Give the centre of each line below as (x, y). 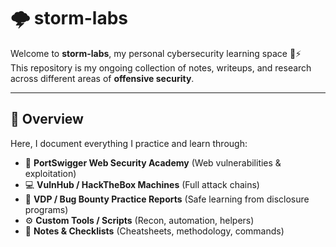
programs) (46, 209)
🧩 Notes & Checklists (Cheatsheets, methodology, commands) (154, 231)
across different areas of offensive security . (102, 78)
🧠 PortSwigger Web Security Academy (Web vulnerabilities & (153, 162)
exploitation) (50, 173)
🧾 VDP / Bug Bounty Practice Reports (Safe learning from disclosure (167, 199)
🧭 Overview (47, 119)
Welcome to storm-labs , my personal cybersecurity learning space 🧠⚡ (156, 53)
